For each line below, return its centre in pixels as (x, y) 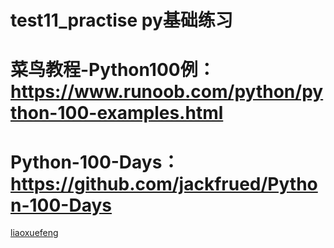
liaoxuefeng (34, 233)
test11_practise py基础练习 (121, 20)
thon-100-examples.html (117, 113)
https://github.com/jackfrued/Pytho (164, 183)
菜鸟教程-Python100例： (113, 70)
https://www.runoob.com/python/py (167, 92)
